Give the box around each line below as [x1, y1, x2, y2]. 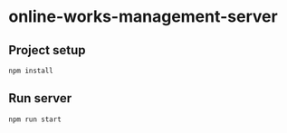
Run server [8, 90, 72, 106]
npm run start [8, 115, 62, 124]
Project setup [8, 43, 87, 58]
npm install [8, 66, 53, 75]
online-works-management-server [8, 6, 278, 27]
